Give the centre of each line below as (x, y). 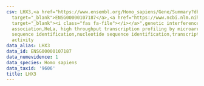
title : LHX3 (21, 74)
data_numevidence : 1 (32, 57)
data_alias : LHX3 (28, 46)
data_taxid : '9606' (31, 68)
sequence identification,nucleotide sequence (70, 35)
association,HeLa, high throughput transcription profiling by (93, 29)
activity (23, 40)
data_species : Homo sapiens (42, 62)
